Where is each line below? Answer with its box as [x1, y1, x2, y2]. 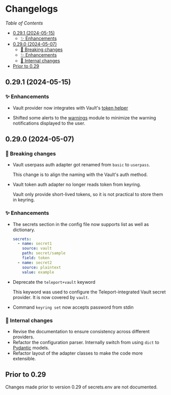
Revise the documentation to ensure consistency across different [12, 328, 150, 334]
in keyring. [12, 197, 35, 203]
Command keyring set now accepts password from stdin [12, 304, 134, 310]
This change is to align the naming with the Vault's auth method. [12, 171, 148, 178]
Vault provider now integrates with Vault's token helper [12, 105, 129, 111]
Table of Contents [5, 20, 43, 26]
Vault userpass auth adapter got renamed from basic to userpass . [12, 162, 151, 168]
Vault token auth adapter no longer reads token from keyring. [12, 182, 141, 188]
